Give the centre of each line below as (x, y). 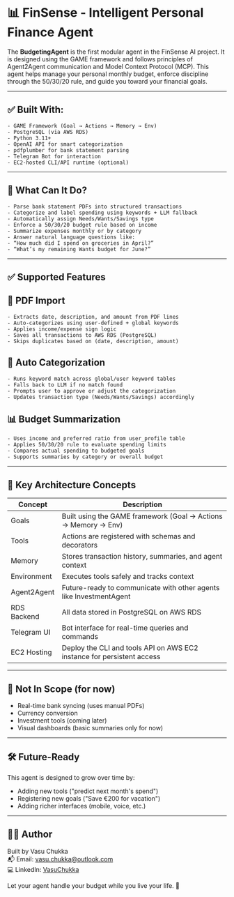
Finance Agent (50, 32)
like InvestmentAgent (96, 596)
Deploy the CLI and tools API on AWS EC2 (130, 648)
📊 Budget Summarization (64, 419)
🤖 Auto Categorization (56, 363)
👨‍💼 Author (30, 835)
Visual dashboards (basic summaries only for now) (90, 728)
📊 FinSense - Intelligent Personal (106, 13)
